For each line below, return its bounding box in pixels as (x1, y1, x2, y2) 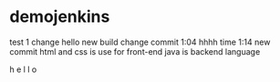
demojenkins (9, 6, 110, 27)
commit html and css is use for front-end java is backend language (9, 46, 261, 56)
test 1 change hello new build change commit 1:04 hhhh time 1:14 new (9, 36, 271, 47)
